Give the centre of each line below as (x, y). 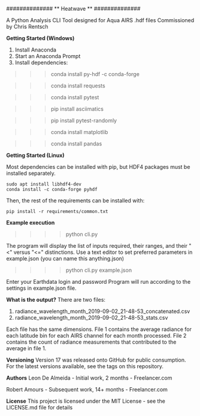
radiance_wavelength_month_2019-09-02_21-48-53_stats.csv (91, 318)
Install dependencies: (41, 63)
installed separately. (31, 173)
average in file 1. (26, 348)
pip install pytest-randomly (84, 120)
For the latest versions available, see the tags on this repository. (85, 366)
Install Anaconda (36, 50)
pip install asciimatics (77, 109)
